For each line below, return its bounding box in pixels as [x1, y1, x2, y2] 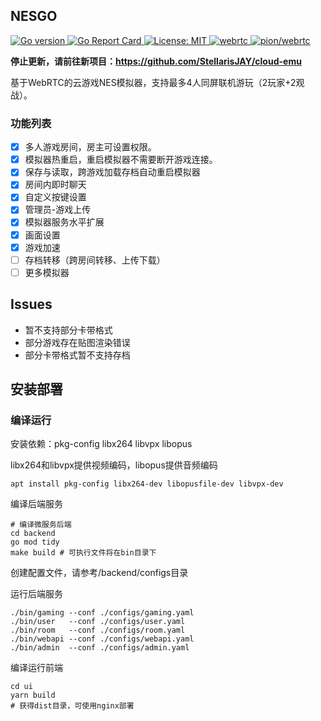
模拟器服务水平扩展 [24, 216, 105, 228]
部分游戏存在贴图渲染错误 [24, 336, 131, 348]
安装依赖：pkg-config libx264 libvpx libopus [10, 438, 193, 450]
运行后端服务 [10, 588, 63, 600]
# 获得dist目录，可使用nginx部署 [10, 701, 135, 711]
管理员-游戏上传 [24, 204, 92, 216]
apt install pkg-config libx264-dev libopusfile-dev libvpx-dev [10, 479, 284, 489]
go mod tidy [10, 537, 60, 548]
